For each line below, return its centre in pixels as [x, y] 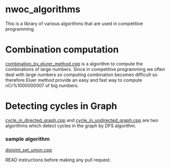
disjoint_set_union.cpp [29, 150]
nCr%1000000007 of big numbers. [42, 85]
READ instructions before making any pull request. [58, 160]
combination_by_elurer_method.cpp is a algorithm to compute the [74, 64]
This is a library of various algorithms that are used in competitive [74, 23]
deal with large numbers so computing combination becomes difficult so [81, 75]
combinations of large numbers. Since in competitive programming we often [85, 69]
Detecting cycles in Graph [61, 106]
